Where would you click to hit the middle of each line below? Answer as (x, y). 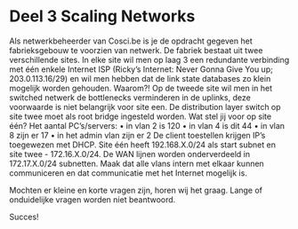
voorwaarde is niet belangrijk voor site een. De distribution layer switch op (145, 107)
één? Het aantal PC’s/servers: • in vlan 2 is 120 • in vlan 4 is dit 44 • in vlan (147, 125)
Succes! (24, 217)
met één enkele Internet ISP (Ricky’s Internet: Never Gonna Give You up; (141, 69)
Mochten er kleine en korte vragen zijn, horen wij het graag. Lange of (136, 190)
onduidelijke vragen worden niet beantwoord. (93, 199)
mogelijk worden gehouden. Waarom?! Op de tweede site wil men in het (141, 88)
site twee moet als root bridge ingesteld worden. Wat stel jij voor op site (141, 116)
